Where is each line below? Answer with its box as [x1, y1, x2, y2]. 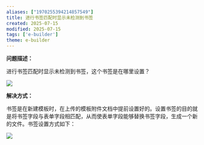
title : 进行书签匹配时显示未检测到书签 [6, 15, 93, 21]
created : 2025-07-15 [6, 20, 59, 26]
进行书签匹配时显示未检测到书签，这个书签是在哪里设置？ [6, 68, 150, 75]
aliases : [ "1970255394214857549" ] [6, 9, 94, 15]
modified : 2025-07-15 [6, 26, 61, 32]
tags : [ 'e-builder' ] [6, 32, 59, 38]
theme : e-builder [6, 37, 50, 43]
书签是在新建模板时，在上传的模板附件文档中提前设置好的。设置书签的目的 [6, 105, 192, 112]
